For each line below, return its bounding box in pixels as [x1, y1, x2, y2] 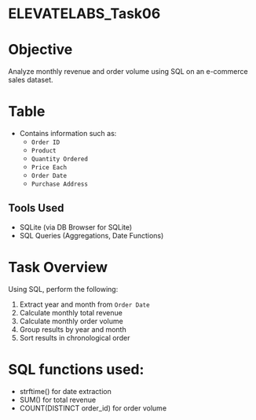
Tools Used [8, 201, 64, 215]
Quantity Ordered [31, 155, 89, 164]
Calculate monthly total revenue [19, 308, 123, 317]
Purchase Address [31, 180, 89, 189]
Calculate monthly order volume [19, 316, 123, 326]
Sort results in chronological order [19, 333, 130, 342]
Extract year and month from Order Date [19, 300, 151, 309]
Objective [8, 41, 73, 59]
